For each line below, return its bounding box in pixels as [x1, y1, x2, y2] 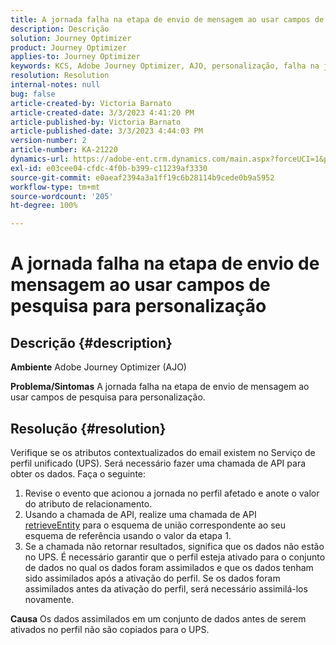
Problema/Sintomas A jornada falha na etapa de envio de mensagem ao [10, 381, 310, 393]
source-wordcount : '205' [10, 191, 114, 201]
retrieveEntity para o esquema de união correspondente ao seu [24, 519, 287, 531]
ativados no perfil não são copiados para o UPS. [10, 623, 210, 635]
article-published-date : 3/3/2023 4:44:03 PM [10, 126, 203, 136]
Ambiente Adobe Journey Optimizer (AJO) [10, 361, 187, 373]
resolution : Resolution [10, 71, 110, 81]
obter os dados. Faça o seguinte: [10, 467, 147, 480]
